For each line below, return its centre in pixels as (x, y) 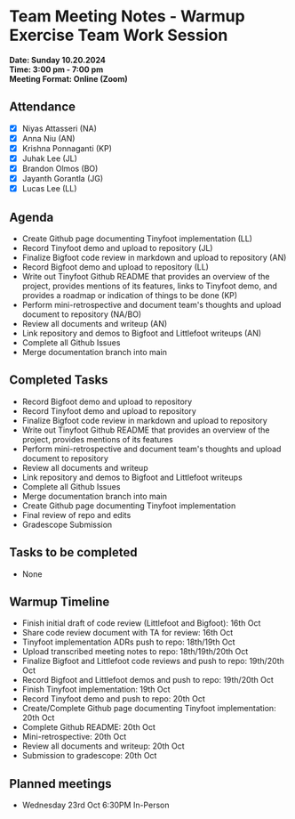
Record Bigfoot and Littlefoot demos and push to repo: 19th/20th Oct (147, 680)
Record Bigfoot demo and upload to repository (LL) (115, 267)
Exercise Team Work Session (119, 35)
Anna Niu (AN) (48, 138)
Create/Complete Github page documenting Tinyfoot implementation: (149, 709)
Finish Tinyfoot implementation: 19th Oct (96, 689)
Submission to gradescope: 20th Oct (89, 756)
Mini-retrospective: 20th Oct (74, 737)
